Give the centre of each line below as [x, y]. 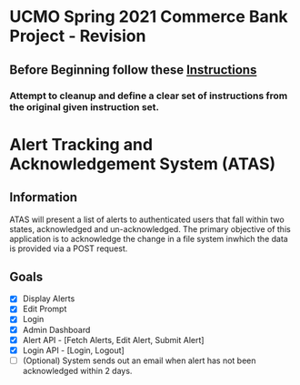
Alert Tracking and [81, 144]
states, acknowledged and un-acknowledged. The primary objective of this [150, 228]
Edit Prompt [45, 309]
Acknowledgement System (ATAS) [143, 163]
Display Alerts [49, 299]
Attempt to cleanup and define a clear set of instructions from [149, 96]
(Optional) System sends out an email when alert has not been [139, 360]
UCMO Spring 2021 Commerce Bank [149, 17]
